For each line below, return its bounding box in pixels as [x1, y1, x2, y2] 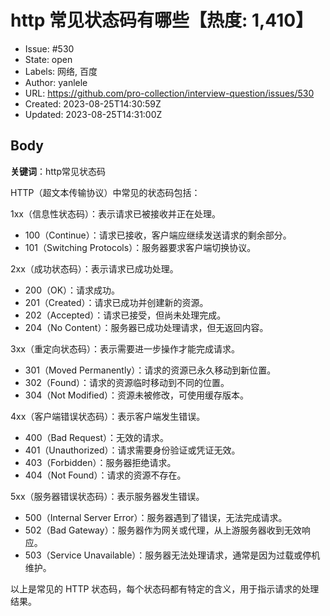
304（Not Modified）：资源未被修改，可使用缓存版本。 [24, 389, 250, 401]
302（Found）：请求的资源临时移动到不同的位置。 [24, 376, 230, 388]
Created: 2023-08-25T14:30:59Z [24, 97, 162, 110]
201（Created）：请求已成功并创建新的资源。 [24, 296, 209, 308]
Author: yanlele [24, 76, 88, 88]
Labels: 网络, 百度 [24, 65, 98, 77]
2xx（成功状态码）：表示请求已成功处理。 [10, 262, 179, 275]
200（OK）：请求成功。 [24, 284, 121, 296]
